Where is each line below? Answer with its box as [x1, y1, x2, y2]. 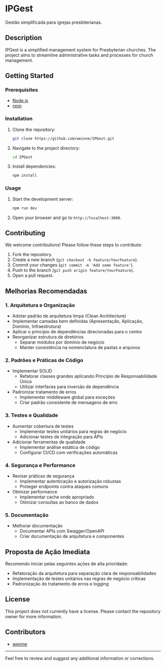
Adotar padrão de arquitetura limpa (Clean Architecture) [12, 313, 126, 319]
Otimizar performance [12, 488, 58, 494]
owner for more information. [5, 614, 63, 620]
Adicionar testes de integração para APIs [19, 434, 103, 440]
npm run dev [12, 206, 37, 211]
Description [5, 34, 42, 42]
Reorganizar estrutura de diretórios [12, 334, 84, 340]
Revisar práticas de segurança [12, 473, 75, 479]
